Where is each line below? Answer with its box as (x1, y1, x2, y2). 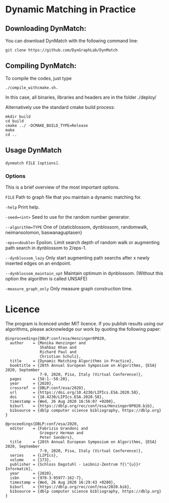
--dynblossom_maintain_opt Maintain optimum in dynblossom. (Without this (5, 270, 164, 276)
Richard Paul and (39, 349, 77, 355)
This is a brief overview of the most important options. (5, 184, 120, 190)
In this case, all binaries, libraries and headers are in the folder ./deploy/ (5, 94, 157, 100)
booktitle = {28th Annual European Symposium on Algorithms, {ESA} (10, 363, 157, 368)
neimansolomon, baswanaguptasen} (5, 229, 82, 235)
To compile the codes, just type (5, 75, 72, 81)
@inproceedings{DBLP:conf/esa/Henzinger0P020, (5, 336, 107, 341)
